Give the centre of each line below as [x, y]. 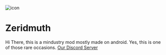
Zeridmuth [28, 28]
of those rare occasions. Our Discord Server [52, 47]
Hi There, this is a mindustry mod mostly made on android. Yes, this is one [83, 42]
